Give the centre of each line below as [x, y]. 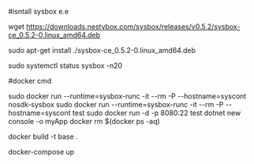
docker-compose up [41, 152]
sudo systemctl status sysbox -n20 [65, 65]
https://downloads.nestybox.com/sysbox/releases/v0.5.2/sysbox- [133, 26]
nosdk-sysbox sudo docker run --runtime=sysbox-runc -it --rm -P [116, 104]
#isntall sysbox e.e [39, 11]
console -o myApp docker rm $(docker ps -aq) [84, 121]
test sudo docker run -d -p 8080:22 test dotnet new [157, 113]
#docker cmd [30, 81]
